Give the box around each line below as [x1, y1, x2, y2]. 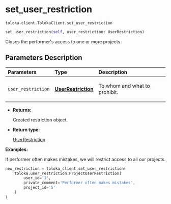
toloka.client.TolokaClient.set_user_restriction [5, 20, 113, 25]
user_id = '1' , [23, 175, 51, 181]
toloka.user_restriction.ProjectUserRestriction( [14, 171, 122, 176]
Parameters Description [5, 54, 82, 62]
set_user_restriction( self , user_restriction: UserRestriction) [5, 29, 145, 34]
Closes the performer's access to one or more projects [5, 38, 121, 44]
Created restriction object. [12, 116, 68, 123]
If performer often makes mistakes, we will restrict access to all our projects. [5, 156, 166, 162]
